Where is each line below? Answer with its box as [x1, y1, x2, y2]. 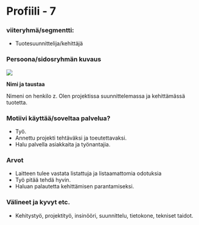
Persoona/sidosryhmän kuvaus [6, 55, 102, 63]
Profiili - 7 [6, 4, 57, 18]
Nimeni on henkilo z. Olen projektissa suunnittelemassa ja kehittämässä [6, 92, 186, 99]
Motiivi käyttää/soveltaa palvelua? [6, 114, 111, 123]
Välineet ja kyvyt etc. [6, 198, 71, 207]
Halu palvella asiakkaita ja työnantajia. [15, 141, 111, 148]
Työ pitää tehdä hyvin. [15, 176, 71, 184]
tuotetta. [6, 99, 27, 106]
